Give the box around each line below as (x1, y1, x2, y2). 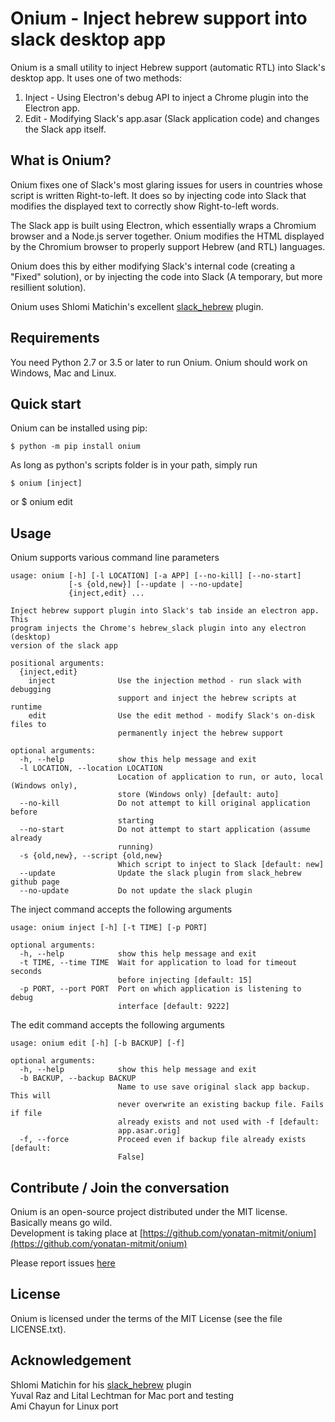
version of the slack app (10, 641, 118, 651)
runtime (10, 702, 43, 712)
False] (117, 1152, 145, 1162)
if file (10, 1108, 43, 1119)
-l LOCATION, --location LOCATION (19, 763, 163, 774)
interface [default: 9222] (117, 1002, 230, 1012)
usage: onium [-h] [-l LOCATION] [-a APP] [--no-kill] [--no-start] (10, 571, 302, 581)
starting (117, 816, 155, 826)
